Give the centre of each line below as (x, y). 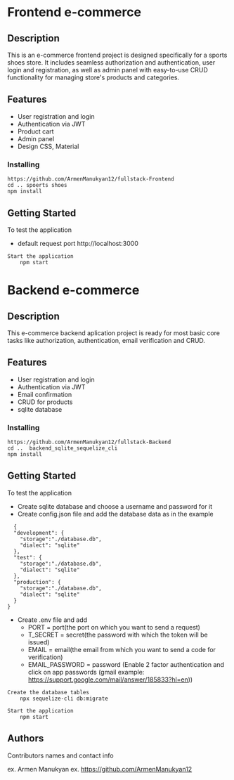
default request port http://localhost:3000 (78, 243)
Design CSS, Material (48, 146)
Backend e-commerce (73, 291)
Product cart (35, 131)
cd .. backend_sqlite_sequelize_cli (63, 448)
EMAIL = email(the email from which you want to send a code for (122, 649)
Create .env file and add (52, 620)
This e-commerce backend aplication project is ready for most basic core (113, 333)
